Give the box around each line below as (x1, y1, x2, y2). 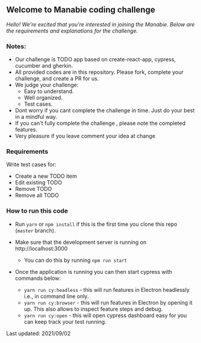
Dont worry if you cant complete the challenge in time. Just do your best (14, 107, 195, 114)
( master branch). (14, 226, 56, 234)
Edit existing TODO (14, 179, 62, 186)
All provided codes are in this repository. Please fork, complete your (14, 68, 184, 76)
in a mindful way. (14, 114, 57, 121)
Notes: (6, 42, 26, 50)
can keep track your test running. (23, 318, 107, 325)
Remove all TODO (14, 192, 59, 199)
